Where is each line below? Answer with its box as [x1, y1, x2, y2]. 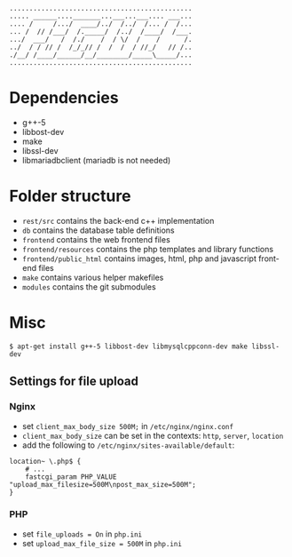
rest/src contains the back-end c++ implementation [21, 215, 215, 226]
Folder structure [9, 187, 131, 206]
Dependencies [9, 88, 119, 108]
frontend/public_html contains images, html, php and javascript [21, 253, 257, 264]
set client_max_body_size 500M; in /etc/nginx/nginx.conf [21, 420, 233, 431]
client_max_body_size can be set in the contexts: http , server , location [21, 430, 284, 441]
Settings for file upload [9, 374, 139, 389]
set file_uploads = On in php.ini [21, 529, 143, 539]
